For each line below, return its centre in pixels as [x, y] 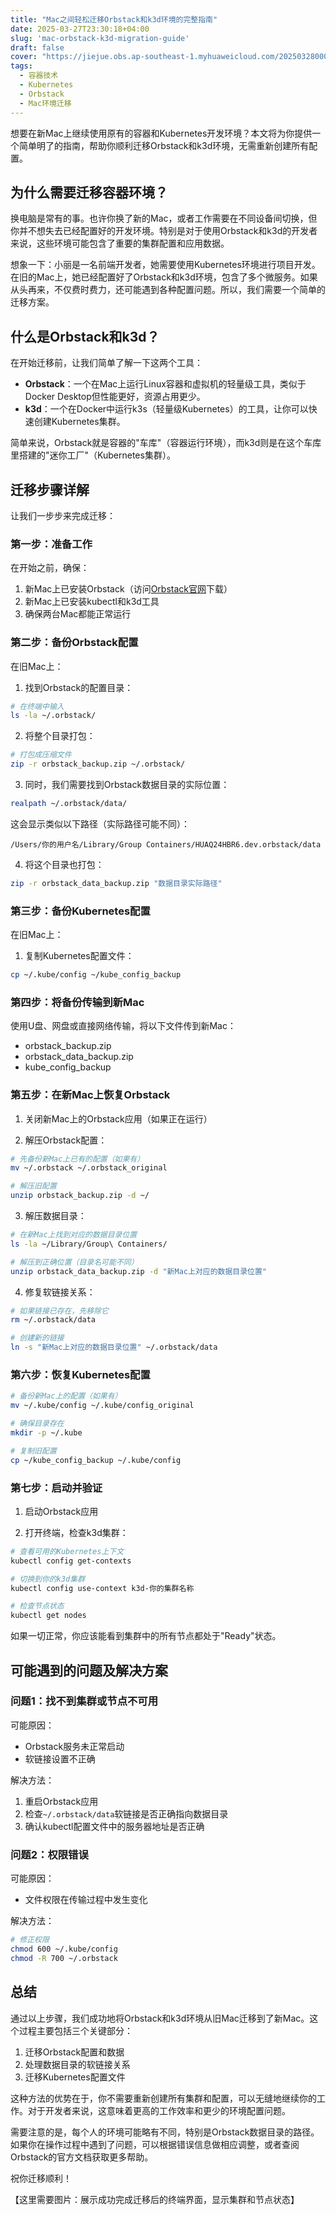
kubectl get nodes [48, 1616]
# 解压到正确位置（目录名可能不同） [74, 1262]
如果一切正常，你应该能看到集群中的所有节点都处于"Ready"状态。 [146, 1636]
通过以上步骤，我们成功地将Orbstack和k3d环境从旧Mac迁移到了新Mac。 [160, 2018]
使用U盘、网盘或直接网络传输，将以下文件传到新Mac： [123, 1026]
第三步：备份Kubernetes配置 [80, 911]
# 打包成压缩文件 [41, 755]
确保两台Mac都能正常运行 [78, 614]
